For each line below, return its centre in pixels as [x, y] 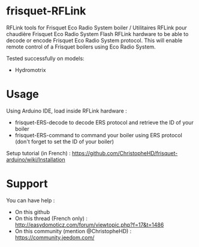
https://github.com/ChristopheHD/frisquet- [125, 153]
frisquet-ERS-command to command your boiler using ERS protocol [99, 135]
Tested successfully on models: [46, 58]
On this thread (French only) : [51, 218]
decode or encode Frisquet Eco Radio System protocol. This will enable [94, 40]
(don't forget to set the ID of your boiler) [64, 141]
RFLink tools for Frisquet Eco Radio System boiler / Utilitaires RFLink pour [97, 28]
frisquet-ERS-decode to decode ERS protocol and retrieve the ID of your [104, 122]
